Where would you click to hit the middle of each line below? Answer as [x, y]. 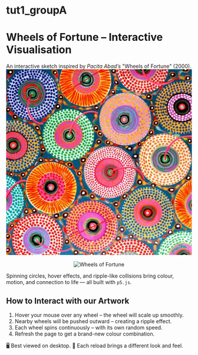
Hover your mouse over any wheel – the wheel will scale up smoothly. [99, 315]
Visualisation [39, 50]
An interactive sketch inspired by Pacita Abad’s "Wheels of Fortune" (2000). [99, 66]
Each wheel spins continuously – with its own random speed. [89, 327]
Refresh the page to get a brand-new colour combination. [85, 334]
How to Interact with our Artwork [68, 301]
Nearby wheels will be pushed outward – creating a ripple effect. [93, 321]
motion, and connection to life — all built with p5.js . [69, 282]
